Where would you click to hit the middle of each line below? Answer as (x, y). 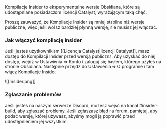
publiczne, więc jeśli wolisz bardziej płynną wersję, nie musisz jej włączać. (81, 27)
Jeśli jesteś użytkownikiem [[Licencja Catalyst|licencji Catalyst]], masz (77, 51)
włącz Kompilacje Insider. (31, 72)
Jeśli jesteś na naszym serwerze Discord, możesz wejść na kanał (72, 105)
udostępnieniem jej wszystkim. (37, 121)
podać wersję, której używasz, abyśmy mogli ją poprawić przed (70, 116)
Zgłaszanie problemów (33, 95)
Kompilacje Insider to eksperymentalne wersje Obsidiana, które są (73, 7)
